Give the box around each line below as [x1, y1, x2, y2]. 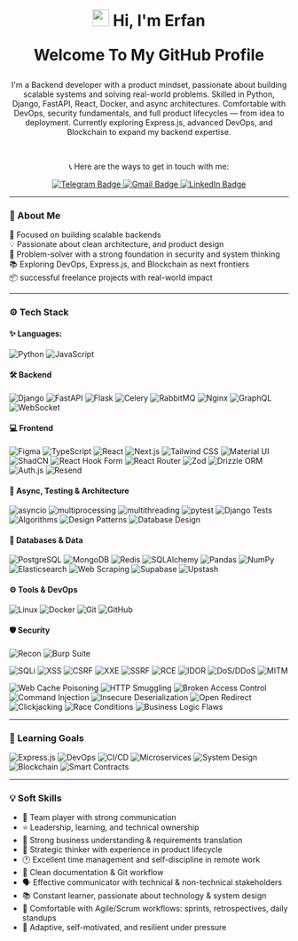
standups [21, 913, 57, 923]
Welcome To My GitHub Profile [34, 45, 264, 66]
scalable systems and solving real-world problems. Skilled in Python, [23, 89, 275, 100]
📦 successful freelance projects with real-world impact [9, 272, 213, 283]
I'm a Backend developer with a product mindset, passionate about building [11, 80, 287, 91]
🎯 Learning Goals [9, 731, 84, 744]
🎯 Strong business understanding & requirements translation [21, 835, 243, 846]
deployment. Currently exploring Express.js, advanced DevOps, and [25, 117, 273, 128]
